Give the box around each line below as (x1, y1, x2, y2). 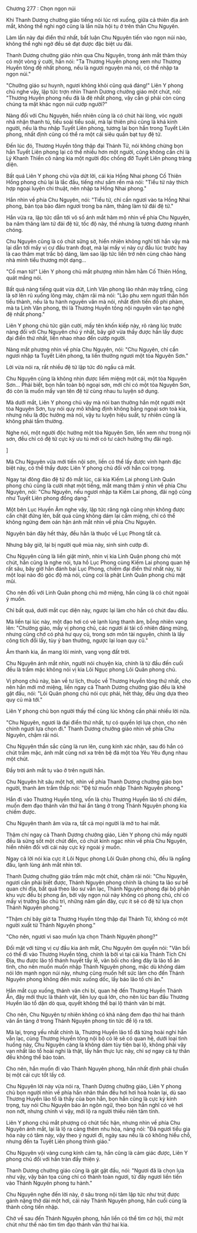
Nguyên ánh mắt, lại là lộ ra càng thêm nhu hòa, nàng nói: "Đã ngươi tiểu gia (6, 1125, 191, 1132)
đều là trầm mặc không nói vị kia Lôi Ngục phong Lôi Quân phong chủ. (6, 666, 177, 673)
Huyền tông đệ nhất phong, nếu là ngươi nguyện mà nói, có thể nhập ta (6, 64, 179, 71)
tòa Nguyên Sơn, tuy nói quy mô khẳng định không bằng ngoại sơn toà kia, (6, 406, 187, 412)
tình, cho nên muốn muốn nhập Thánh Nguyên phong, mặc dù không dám (6, 963, 185, 970)
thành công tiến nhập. (6, 1204, 59, 1210)
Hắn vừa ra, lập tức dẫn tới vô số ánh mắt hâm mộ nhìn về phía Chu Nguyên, (6, 214, 191, 221)
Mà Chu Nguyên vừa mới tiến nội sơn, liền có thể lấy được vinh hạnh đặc (6, 458, 182, 465)
